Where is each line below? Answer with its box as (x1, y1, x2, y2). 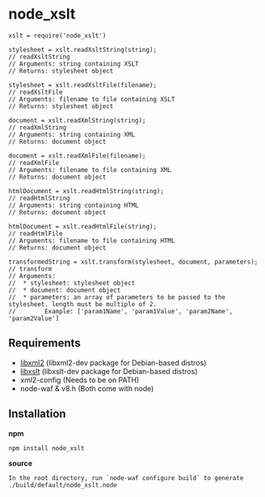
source (8, 458, 33, 468)
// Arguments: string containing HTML (8, 201, 139, 209)
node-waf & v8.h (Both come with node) (19, 383, 154, 393)
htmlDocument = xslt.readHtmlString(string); (8, 187, 164, 195)
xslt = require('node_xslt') (8, 32, 107, 40)
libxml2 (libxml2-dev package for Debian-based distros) (19, 357, 207, 368)
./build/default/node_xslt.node (8, 481, 117, 489)
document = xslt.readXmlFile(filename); (8, 151, 147, 160)
